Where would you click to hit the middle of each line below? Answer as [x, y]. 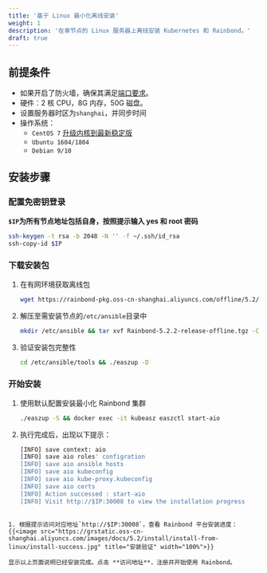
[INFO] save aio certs [57, 486]
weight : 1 [25, 23]
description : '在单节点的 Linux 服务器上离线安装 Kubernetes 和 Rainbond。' [130, 30]
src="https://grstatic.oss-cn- [92, 532]
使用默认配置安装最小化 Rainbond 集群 [82, 403]
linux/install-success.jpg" [55, 547]
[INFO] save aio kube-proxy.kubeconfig [86, 480]
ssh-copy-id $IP [35, 243]
